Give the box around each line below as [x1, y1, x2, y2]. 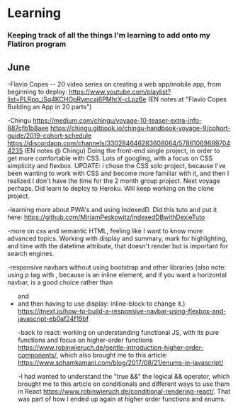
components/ [17, 350, 57, 359]
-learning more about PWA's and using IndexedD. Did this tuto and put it [7, 205, 217, 214]
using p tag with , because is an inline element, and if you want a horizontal [7, 270, 227, 279]
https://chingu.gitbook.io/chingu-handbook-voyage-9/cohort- [50, 123, 231, 132]
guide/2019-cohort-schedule [7, 131, 92, 140]
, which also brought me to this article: [56, 350, 169, 359]
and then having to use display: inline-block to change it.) [17, 299, 186, 308]
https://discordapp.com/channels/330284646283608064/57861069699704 [7, 138, 231, 147]
